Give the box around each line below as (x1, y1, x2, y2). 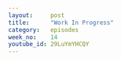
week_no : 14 (8, 33, 58, 41)
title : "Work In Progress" (8, 19, 114, 26)
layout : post (8, 11, 65, 19)
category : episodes (8, 26, 79, 34)
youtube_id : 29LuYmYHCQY (8, 41, 90, 48)
